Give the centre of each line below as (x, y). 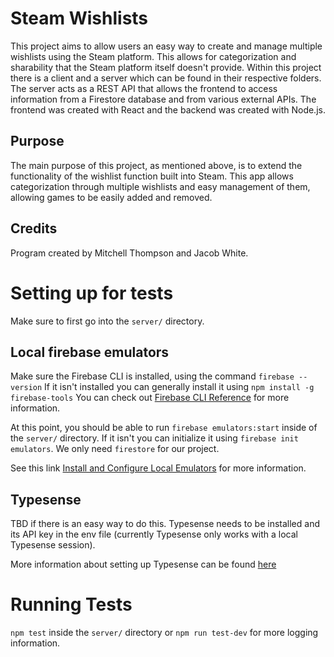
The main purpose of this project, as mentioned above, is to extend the (156, 165)
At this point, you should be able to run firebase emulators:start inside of (164, 428)
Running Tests (71, 604)
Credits (34, 228)
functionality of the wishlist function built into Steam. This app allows (152, 176)
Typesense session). (53, 545)
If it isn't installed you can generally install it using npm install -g (179, 387)
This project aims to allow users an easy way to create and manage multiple (166, 46)
